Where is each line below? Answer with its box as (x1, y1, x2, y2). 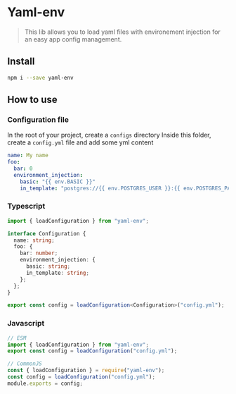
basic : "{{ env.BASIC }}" (20, 178, 96, 185)
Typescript (7, 202, 46, 211)
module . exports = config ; (7, 380, 83, 387)
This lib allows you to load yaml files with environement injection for (24, 27, 221, 36)
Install (7, 56, 35, 68)
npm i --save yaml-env (7, 74, 74, 81)
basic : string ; (25, 263, 71, 270)
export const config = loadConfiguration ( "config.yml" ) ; (7, 347, 178, 355)
